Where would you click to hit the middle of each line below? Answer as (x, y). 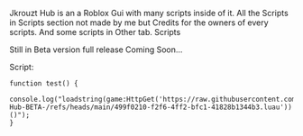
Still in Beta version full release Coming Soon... (96, 50)
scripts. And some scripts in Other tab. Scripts (95, 32)
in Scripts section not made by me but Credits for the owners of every (139, 23)
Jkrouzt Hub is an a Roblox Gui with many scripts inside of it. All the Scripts (149, 13)
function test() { (44, 84)
